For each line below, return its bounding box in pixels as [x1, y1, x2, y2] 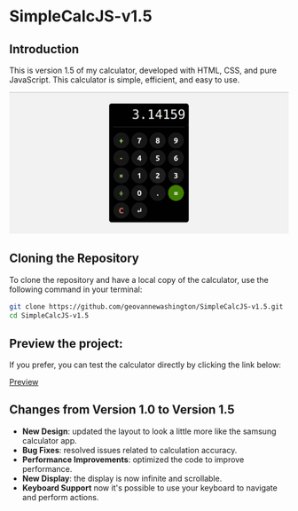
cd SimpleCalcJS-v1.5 [9, 311, 90, 320]
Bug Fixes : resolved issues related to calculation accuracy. [21, 444, 238, 455]
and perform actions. [21, 491, 99, 502]
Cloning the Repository [9, 251, 139, 266]
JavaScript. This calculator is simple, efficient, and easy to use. [9, 75, 240, 85]
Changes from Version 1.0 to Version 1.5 [9, 402, 235, 418]
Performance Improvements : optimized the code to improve [21, 454, 245, 465]
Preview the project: [9, 335, 123, 351]
